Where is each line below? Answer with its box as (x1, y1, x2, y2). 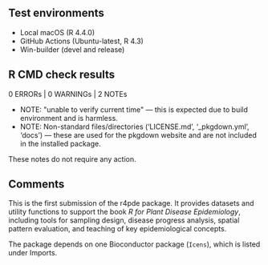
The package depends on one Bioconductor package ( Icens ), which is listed (8, 239, 261, 249)
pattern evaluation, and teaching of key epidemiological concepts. (8, 224, 227, 234)
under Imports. (8, 248, 58, 258)
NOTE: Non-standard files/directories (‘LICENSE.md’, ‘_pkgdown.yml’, (19, 122, 250, 131)
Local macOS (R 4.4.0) (19, 27, 95, 37)
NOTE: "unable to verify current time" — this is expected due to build (19, 104, 249, 114)
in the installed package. (19, 139, 102, 148)
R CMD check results (8, 68, 116, 82)
